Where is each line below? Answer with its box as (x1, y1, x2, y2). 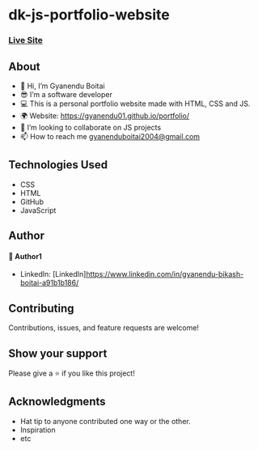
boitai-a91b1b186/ (19, 278, 79, 288)
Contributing (8, 301, 74, 315)
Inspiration (19, 425, 56, 435)
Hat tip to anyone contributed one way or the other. (19, 416, 192, 426)
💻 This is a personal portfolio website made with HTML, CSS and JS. (19, 99, 251, 108)
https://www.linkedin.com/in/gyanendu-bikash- (86, 270, 244, 279)
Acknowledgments (8, 395, 107, 409)
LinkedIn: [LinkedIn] (19, 270, 87, 279)
